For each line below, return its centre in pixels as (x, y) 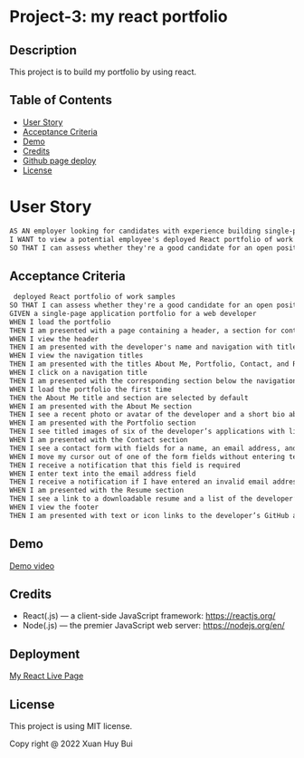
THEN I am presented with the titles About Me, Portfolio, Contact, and (149, 364)
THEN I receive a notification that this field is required (125, 465)
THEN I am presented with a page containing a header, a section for (143, 331)
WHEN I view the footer (54, 508)
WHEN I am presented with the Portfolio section (103, 423)
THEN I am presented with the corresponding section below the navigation (153, 381)
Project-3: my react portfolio (119, 17)
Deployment (45, 654)
